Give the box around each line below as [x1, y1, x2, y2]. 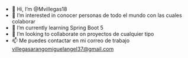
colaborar [11, 18, 35, 25]
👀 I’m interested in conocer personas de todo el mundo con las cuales [11, 12, 182, 19]
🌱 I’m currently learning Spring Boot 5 [11, 24, 103, 31]
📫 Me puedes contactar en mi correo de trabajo [11, 37, 130, 44]
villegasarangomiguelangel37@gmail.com [11, 46, 114, 52]
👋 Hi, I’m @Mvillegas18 [11, 6, 67, 12]
